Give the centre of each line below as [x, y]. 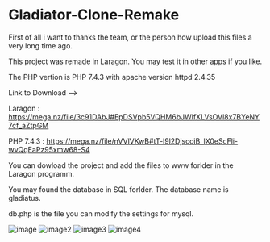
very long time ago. [40, 45]
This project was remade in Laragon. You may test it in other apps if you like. [135, 61]
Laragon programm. [42, 173]
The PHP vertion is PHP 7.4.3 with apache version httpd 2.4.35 [112, 77]
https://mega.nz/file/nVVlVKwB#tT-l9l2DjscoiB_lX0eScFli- [142, 141]
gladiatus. [25, 198]
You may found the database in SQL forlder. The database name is [118, 189]
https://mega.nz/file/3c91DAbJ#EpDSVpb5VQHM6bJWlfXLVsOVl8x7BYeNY [134, 117]
